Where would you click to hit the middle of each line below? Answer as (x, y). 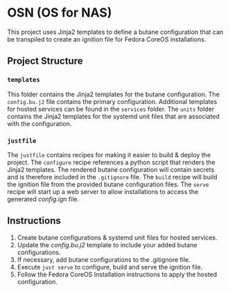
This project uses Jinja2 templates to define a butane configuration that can (115, 32)
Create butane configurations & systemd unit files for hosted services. (117, 238)
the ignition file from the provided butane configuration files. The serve (108, 184)
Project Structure (45, 61)
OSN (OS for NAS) (60, 13)
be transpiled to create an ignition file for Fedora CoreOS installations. (107, 39)
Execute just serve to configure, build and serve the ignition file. (110, 267)
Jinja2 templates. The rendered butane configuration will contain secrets (111, 169)
